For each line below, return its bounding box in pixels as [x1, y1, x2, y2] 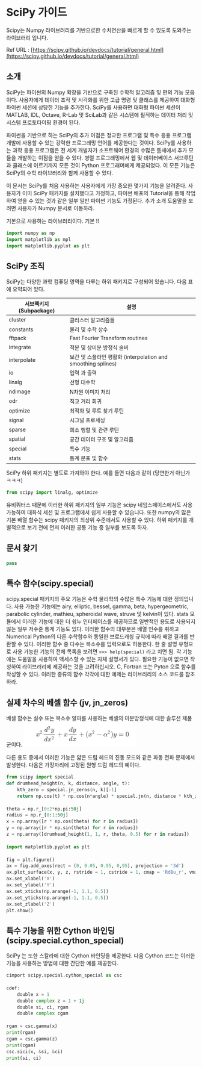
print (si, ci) [6, 1055, 42, 1061]
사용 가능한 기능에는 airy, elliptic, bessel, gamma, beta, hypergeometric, [14, 603, 189, 610]
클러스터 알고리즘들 [69, 316, 115, 323]
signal [8, 416, 24, 423]
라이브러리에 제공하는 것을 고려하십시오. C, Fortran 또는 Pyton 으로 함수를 [22, 663, 197, 670]
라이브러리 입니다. [6, 34, 49, 41]
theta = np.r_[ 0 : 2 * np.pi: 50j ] [6, 806, 82, 812]
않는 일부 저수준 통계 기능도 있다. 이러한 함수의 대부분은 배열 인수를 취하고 [6, 626, 179, 633]
